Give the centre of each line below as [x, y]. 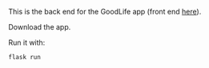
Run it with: [27, 42]
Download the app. [40, 27]
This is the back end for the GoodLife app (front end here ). [105, 12]
